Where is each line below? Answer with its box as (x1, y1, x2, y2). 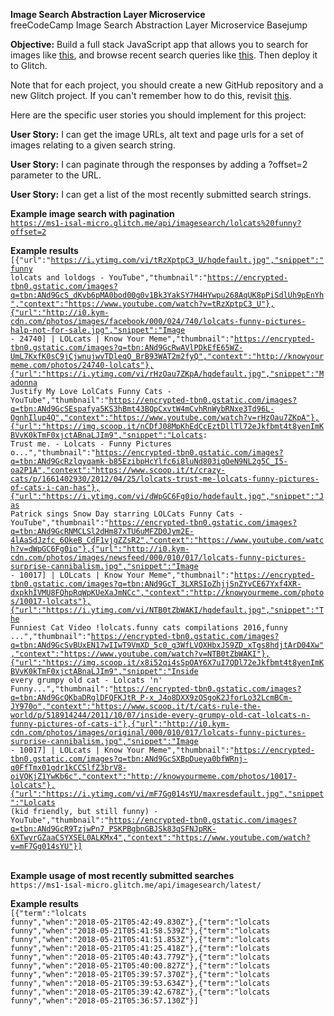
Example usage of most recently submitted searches (10, 870, 235, 881)
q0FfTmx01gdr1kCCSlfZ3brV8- (10, 763, 128, 773)
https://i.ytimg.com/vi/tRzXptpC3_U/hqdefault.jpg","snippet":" (50, 255, 325, 265)
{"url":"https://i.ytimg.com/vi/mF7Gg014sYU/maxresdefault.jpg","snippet (10, 789, 325, 799)
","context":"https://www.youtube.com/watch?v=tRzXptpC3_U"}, (10, 299, 275, 309)
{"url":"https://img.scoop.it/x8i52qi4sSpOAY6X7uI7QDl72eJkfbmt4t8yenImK (10, 658, 325, 668)
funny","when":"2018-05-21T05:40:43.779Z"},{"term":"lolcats (10, 952, 271, 962)
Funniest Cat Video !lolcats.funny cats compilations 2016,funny (10, 623, 288, 633)
